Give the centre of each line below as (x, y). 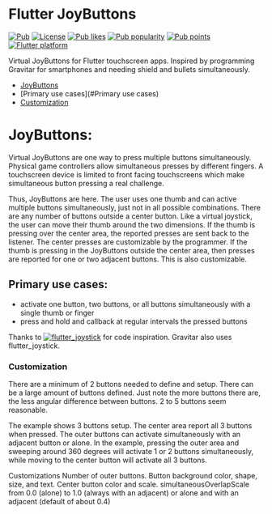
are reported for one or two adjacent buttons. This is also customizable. (128, 259)
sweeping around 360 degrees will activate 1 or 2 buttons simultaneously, (131, 451)
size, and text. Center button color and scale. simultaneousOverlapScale (129, 484)
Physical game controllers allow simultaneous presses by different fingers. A (136, 166)
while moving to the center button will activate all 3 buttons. (108, 460)
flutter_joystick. (34, 346)
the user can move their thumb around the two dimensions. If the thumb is (132, 224)
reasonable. (28, 410)
